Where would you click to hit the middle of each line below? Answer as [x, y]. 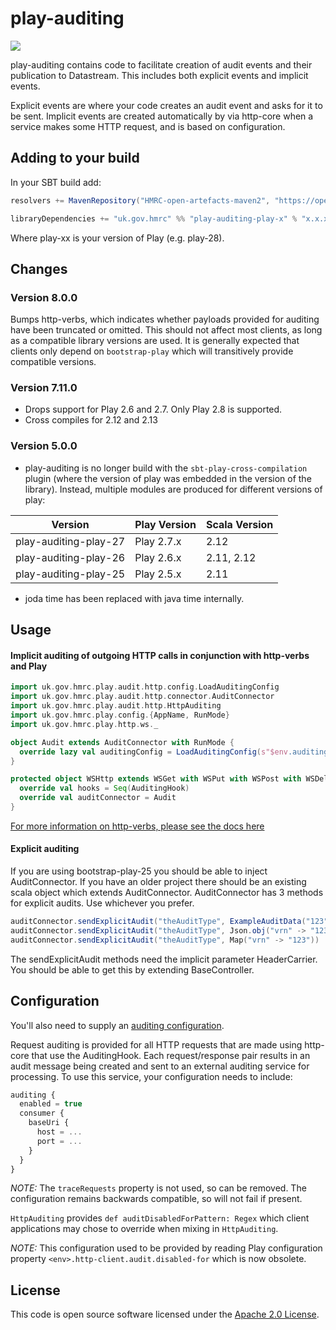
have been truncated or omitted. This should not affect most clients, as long [166, 330]
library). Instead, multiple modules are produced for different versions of [173, 489]
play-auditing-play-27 [70, 541]
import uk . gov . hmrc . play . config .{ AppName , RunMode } [120, 715]
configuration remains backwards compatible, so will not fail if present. [156, 1199]
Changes [39, 268]
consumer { [42, 1113]
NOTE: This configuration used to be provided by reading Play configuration [166, 1248]
